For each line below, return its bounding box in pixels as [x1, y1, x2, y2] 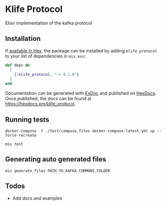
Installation [5, 34, 41, 43]
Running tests [5, 115, 50, 124]
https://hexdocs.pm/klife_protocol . [5, 101, 76, 107]
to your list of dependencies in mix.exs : [5, 53, 86, 59]
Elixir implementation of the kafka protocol [5, 20, 92, 26]
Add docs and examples [12, 195, 62, 201]
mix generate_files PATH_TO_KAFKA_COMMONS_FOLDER [5, 168, 111, 173]
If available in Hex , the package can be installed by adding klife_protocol [5, 47, 158, 53]
